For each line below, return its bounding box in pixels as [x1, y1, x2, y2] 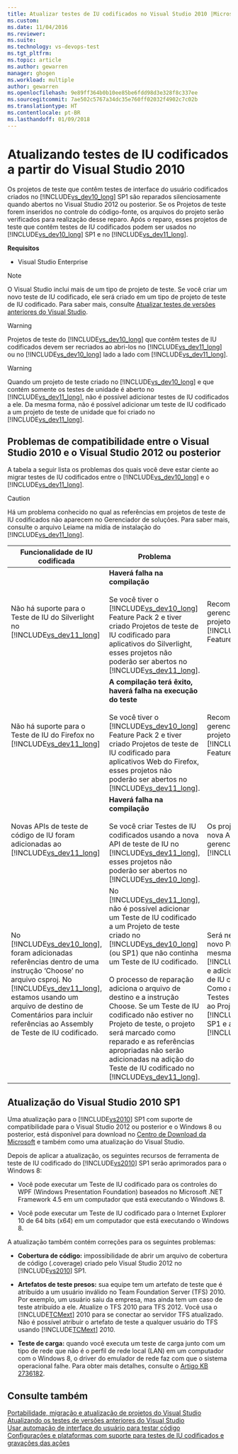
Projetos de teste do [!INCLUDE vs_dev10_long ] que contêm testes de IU [7, 334, 217, 344]
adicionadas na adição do [108, 1054, 195, 1064]
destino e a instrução [108, 993, 179, 1003]
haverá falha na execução [108, 686, 198, 696]
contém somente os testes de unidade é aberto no [7, 385, 154, 393]
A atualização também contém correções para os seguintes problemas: [7, 1238, 216, 1246]
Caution [7, 494, 30, 503]
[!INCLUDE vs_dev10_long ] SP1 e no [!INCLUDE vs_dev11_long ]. [7, 230, 188, 238]
